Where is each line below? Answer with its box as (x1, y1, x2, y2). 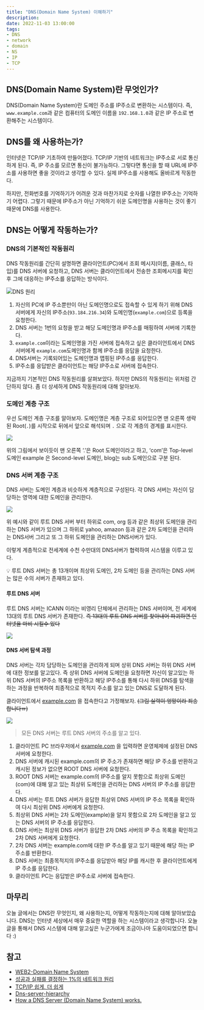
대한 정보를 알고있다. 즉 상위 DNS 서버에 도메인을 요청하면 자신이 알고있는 (12, 669, 188, 676)
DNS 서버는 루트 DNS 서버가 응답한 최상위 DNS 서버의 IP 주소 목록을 (15, 795, 179, 803)
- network (6, 37, 32, 43)
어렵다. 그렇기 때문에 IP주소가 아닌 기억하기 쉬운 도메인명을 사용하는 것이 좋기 (12, 197, 196, 205)
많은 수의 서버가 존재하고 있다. (12, 575, 85, 582)
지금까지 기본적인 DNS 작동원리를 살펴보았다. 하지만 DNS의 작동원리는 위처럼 (6, 375, 190, 382)
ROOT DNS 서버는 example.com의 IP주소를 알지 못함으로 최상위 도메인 (15, 773, 186, 780)
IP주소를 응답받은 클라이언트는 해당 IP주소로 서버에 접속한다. (15, 362, 158, 369)
